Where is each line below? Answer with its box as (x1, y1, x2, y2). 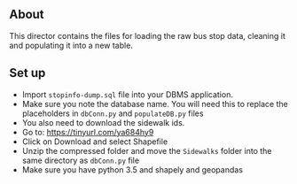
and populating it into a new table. (9, 40, 133, 50)
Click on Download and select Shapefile (21, 136, 168, 147)
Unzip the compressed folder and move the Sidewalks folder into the (21, 145, 272, 156)
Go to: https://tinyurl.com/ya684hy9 (21, 126, 154, 137)
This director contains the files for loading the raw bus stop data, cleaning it (9, 30, 286, 41)
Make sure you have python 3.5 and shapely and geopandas (21, 164, 244, 175)
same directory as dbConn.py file (21, 155, 140, 165)
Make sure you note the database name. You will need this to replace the (21, 98, 288, 109)
